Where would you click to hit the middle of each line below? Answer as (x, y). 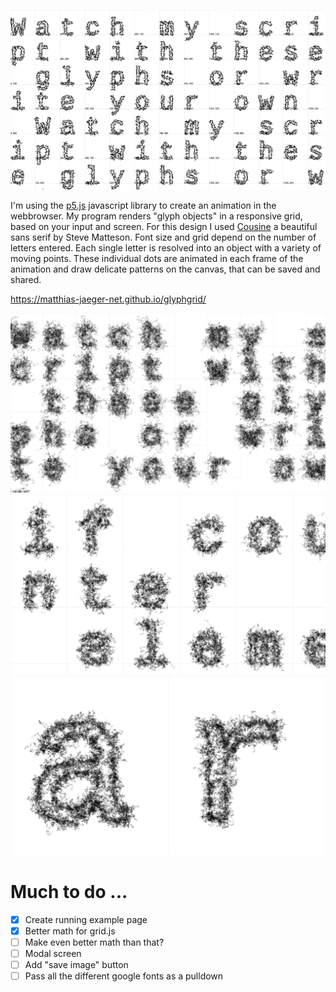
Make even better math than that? (94, 942)
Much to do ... (69, 891)
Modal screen (53, 953)
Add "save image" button (76, 964)
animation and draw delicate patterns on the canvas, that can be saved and (165, 269)
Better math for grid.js (70, 931)
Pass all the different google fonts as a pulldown (124, 976)
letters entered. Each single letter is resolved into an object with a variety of (166, 247)
